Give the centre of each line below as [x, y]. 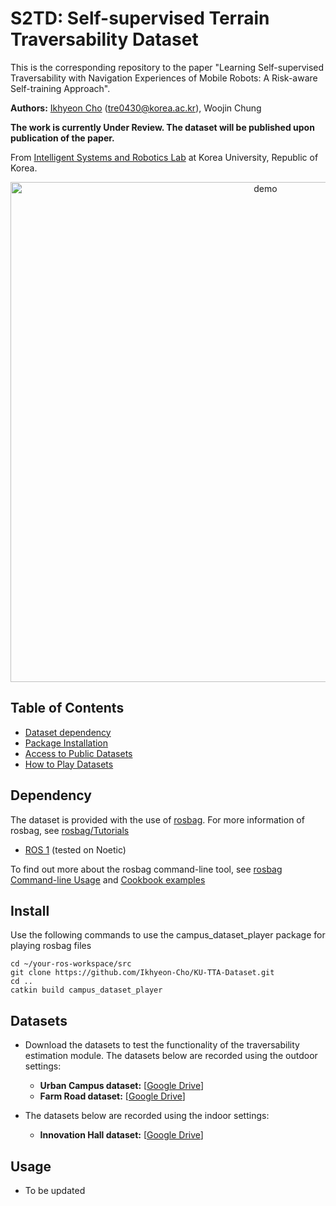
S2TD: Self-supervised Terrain [140, 18]
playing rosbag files [51, 946]
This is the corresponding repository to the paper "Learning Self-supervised [167, 67]
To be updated [55, 1190]
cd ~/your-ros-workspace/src [71, 964]
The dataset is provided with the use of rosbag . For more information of [157, 819]
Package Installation [66, 743]
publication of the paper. [62, 138]
